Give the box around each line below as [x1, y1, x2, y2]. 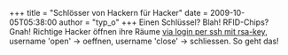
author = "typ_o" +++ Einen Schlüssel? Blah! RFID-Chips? [58, 17, 269, 27]
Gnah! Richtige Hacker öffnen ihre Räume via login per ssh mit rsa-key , [9, 27, 268, 36]
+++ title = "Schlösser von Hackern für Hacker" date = [9, 8, 208, 18]
